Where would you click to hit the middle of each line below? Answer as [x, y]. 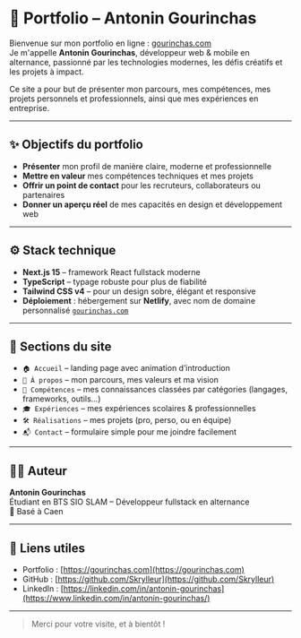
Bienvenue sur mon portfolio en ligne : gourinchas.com [111, 43]
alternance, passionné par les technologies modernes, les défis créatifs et [146, 62]
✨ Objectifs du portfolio [76, 145]
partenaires [43, 194]
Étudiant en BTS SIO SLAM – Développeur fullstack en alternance [129, 502]
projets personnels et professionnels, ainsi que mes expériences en [134, 99]
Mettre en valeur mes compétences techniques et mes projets [138, 176]
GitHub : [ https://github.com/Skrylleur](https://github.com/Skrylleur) [148, 579]
